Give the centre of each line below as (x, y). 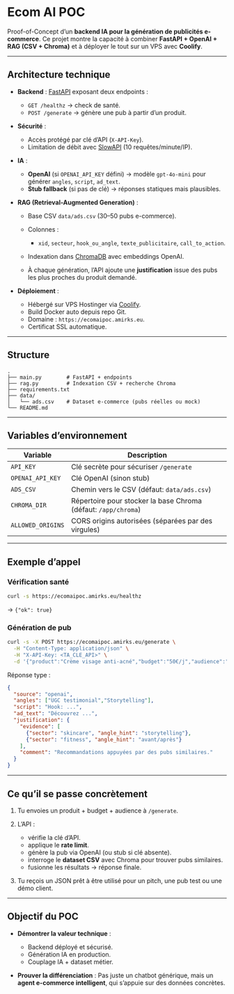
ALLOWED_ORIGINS (38, 525)
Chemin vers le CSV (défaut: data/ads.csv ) (141, 490)
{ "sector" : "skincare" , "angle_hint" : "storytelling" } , (108, 733)
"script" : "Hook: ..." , (48, 707)
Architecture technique (59, 75)
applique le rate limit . (58, 845)
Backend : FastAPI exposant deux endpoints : (83, 91)
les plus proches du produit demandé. (82, 277)
